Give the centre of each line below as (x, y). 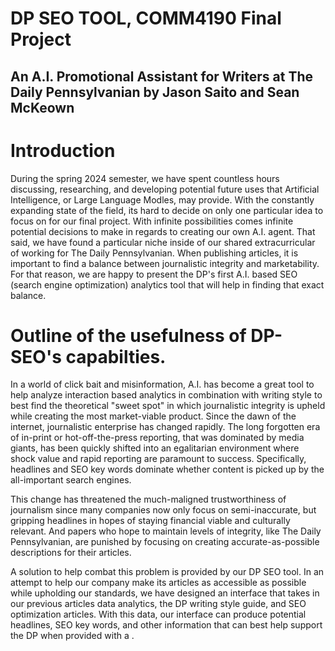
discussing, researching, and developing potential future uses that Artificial (165, 189)
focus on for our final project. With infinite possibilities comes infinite (152, 221)
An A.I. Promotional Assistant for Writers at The (162, 76)
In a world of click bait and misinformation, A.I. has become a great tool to (162, 384)
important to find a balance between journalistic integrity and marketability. (165, 263)
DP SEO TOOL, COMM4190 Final (146, 18)
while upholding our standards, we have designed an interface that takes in (165, 593)
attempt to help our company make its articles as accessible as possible (158, 583)
